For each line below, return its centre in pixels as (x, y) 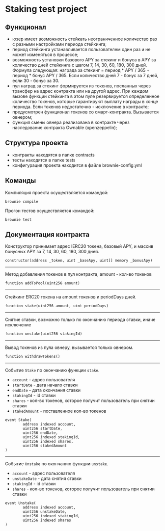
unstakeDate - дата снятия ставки (47, 478)
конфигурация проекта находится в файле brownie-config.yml (77, 165)
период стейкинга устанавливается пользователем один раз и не (81, 49)
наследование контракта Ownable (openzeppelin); (65, 128)
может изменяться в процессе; (45, 54)
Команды (21, 181)
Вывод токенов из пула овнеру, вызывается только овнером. (69, 347)
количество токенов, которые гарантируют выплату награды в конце (85, 101)
